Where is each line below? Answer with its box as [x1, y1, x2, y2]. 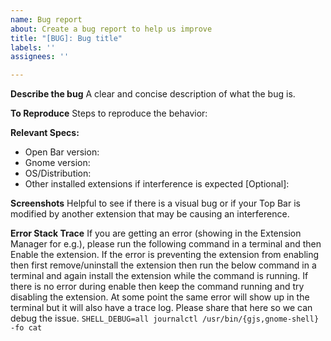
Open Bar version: [24, 146, 100, 158]
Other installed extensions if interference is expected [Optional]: [24, 178, 290, 190]
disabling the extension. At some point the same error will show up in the [10, 291, 310, 303]
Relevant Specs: [10, 127, 80, 139]
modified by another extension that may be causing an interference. [10, 208, 290, 220]
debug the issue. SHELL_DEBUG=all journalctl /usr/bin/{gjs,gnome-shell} [10, 312, 320, 325]
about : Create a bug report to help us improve [10, 24, 213, 34]
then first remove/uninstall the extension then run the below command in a [10, 259, 317, 271]
